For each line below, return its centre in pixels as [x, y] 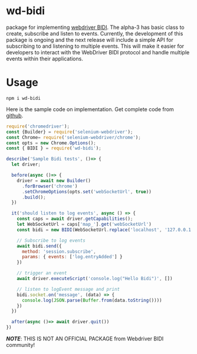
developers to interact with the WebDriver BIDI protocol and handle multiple [98, 52]
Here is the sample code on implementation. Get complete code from [90, 109]
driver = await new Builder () [54, 181]
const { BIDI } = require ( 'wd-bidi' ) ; [54, 148]
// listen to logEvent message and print [68, 289]
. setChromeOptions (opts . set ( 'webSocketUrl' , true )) [86, 191]
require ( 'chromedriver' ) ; [38, 126]
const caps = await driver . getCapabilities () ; [75, 219]
